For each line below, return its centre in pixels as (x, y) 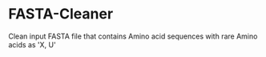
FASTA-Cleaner (61, 14)
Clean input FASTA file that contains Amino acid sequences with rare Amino (133, 36)
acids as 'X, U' (32, 44)
